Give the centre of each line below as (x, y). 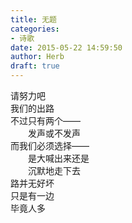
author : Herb (37, 57)
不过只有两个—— (45, 120)
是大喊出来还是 (58, 158)
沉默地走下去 (54, 170)
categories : (35, 29)
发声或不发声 (54, 133)
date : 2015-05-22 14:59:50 (66, 47)
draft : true (35, 66)
